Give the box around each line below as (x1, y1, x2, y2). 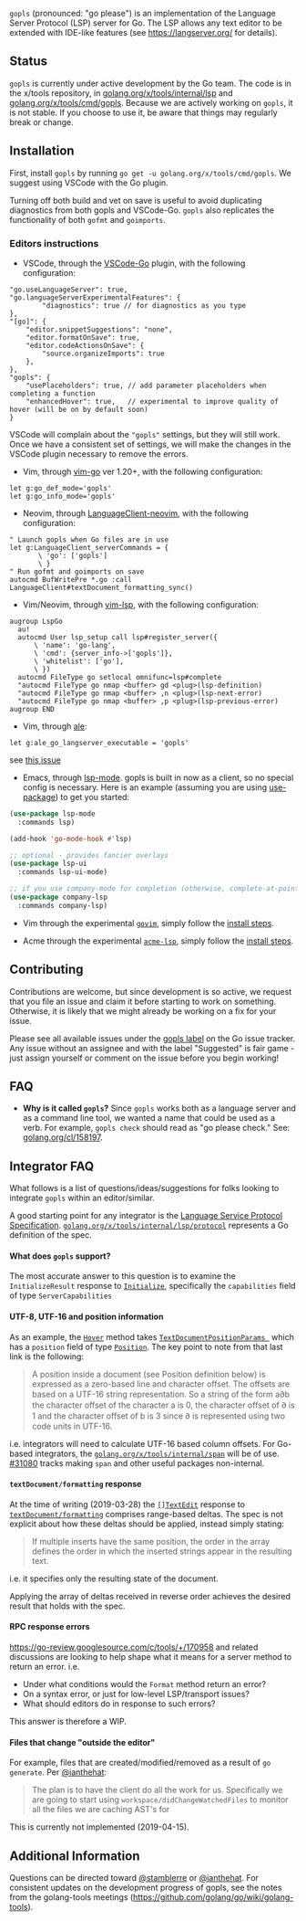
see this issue (9, 754, 61, 765)
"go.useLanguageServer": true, (9, 285, 128, 294)
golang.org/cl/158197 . (22, 1132, 103, 1143)
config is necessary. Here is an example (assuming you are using (22, 781, 267, 793)
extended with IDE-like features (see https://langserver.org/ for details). (9, 27, 278, 37)
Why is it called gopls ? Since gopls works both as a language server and (22, 1103, 296, 1114)
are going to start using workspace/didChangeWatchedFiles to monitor (31, 1794, 289, 1805)
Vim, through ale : (22, 721, 87, 732)
